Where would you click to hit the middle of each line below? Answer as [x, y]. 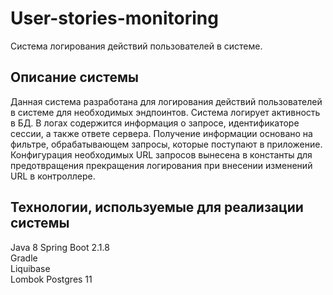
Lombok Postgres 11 [51, 279]
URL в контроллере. [53, 176]
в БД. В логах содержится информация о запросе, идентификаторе [155, 123]
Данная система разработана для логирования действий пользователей [166, 101]
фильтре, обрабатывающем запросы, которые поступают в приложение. [166, 144]
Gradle [24, 258]
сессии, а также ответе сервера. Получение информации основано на [161, 133]
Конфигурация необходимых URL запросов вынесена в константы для [161, 154]
